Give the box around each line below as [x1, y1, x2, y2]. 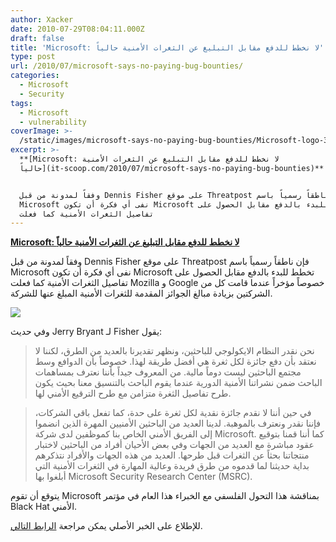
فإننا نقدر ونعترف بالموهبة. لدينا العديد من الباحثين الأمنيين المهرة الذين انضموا [34, 417, 322, 430]
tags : [10, 98, 33, 108]
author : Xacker [10, 14, 74, 25]
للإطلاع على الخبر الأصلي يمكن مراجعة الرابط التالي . [10, 520, 203, 532]
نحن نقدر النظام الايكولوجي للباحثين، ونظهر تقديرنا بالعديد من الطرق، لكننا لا [34, 345, 315, 357]
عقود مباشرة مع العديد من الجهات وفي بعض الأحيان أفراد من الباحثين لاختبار [34, 439, 315, 451]
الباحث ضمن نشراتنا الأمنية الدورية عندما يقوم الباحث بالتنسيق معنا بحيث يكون [34, 377, 323, 389]
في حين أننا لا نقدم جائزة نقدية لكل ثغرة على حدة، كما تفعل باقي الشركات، [34, 407, 312, 419]
